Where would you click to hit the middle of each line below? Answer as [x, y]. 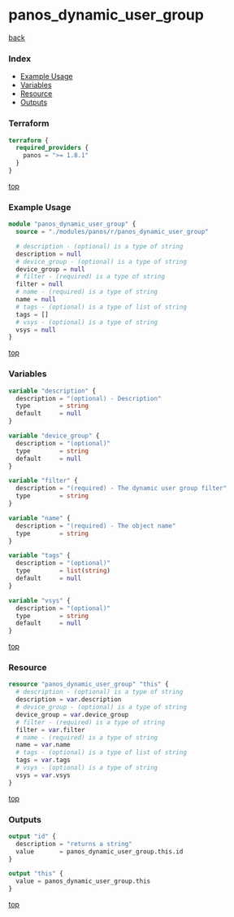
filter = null [39, 284]
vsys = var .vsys [43, 775]
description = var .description [69, 700]
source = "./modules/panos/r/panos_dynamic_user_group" [112, 232]
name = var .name [43, 745]
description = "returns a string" [74, 844]
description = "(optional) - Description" [89, 398]
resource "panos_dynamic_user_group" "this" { [89, 684]
